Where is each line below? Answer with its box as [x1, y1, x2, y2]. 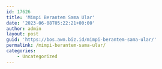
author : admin [6, 25, 42, 32]
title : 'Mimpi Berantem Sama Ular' [6, 14, 95, 20]
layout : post [6, 31, 39, 37]
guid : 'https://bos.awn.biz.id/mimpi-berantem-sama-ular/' [6, 37, 157, 43]
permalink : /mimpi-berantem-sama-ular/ [6, 43, 106, 49]
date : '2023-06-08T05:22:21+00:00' [6, 20, 95, 26]
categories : [6, 48, 36, 54]
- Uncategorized [17, 53, 58, 59]
